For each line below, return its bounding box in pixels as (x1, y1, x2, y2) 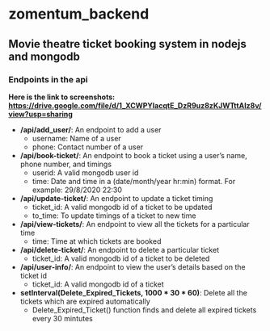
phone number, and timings (19, 159, 112, 169)
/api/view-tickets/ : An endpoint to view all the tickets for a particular (19, 219, 250, 228)
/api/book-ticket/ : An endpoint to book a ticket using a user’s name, (19, 150, 248, 160)
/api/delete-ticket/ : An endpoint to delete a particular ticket (19, 245, 220, 254)
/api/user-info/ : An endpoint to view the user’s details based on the (19, 262, 246, 271)
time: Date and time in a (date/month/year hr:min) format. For (32, 176, 236, 186)
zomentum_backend (8, 5, 150, 23)
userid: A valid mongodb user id (32, 167, 139, 178)
